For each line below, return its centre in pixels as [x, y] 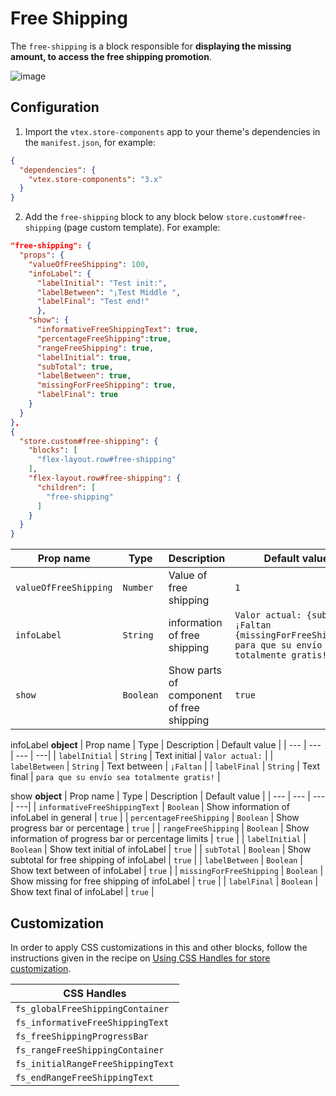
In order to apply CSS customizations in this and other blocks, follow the [159, 947]
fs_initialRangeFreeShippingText [95, 1063]
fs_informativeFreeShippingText [92, 1022]
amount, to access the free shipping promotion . [111, 56]
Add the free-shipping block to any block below [124, 217]
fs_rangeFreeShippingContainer [90, 1050]
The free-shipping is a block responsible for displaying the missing [151, 46]
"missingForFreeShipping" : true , [106, 385]
